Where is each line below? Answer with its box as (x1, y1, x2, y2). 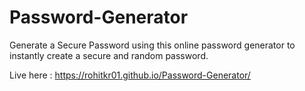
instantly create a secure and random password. (9, 49, 209, 61)
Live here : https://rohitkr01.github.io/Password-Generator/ (9, 69, 251, 81)
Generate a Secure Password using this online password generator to (9, 39, 296, 51)
